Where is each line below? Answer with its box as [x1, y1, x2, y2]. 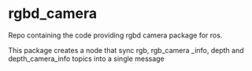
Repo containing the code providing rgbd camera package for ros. [8, 30, 223, 40]
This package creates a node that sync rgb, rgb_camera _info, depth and [8, 45, 244, 55]
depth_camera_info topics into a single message [8, 54, 165, 63]
